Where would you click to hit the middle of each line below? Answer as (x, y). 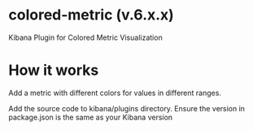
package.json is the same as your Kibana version (91, 117)
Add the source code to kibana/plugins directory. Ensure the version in (127, 108)
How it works (54, 70)
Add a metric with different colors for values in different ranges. (115, 93)
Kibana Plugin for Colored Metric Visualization (85, 37)
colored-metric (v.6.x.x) (92, 15)
